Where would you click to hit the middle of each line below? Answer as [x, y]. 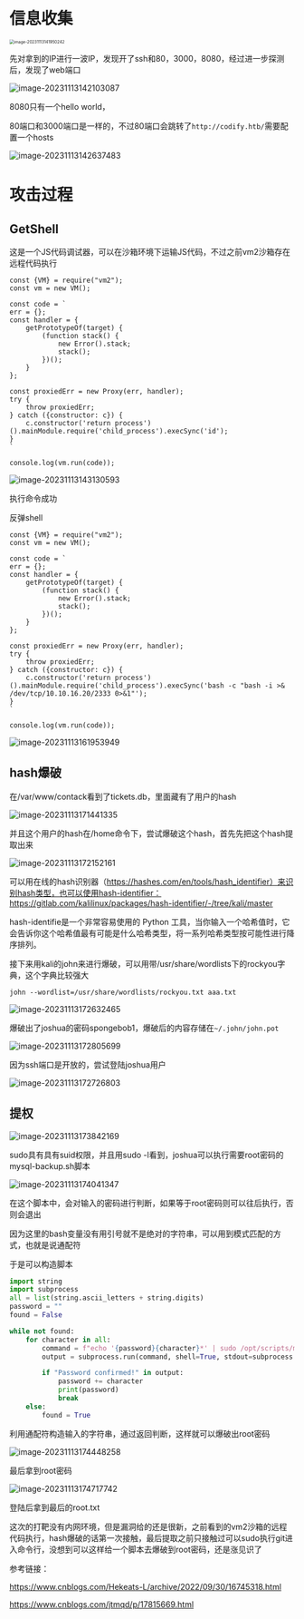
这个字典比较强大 [57, 975]
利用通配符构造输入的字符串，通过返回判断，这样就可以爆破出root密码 [140, 1433]
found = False [36, 1315]
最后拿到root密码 [41, 1470]
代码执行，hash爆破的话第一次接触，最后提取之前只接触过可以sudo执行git [147, 1537]
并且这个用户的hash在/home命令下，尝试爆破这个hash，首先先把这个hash [147, 833]
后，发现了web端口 [45, 70]
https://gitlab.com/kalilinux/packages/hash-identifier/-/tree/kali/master [141, 902]
